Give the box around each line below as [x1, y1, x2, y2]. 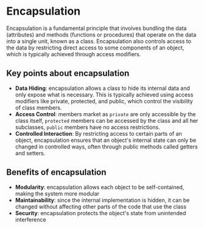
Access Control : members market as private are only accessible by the [15, 110, 196, 117]
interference [15, 216, 47, 223]
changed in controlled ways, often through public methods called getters [15, 142, 198, 150]
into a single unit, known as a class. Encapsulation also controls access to [6, 37, 192, 45]
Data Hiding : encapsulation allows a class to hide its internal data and [15, 84, 190, 92]
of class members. [15, 104, 62, 111]
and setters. [15, 149, 46, 156]
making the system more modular [15, 189, 100, 197]
